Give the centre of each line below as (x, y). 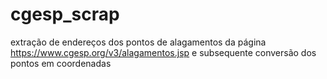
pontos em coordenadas (61, 63)
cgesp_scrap (65, 14)
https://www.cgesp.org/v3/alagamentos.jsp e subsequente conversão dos (163, 52)
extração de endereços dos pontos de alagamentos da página (138, 42)
